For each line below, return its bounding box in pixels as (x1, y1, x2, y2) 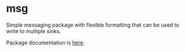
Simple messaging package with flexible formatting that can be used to (6, 21, 179, 28)
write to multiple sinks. (6, 27, 61, 34)
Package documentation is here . (6, 39, 85, 46)
